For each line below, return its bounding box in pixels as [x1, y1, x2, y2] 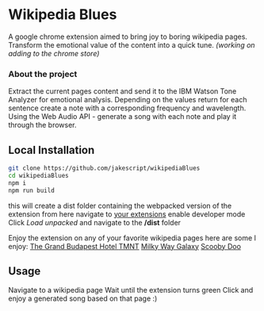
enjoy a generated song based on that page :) [8, 294, 158, 303]
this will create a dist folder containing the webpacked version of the [8, 201, 232, 210]
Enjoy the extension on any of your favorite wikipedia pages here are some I [8, 232, 256, 243]
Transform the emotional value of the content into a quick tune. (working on [8, 40, 255, 49]
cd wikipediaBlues [8, 171, 69, 179]
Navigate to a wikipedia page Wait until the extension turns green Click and [8, 286, 254, 295]
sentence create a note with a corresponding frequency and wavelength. [8, 103, 247, 113]
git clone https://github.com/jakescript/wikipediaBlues [8, 164, 201, 172]
